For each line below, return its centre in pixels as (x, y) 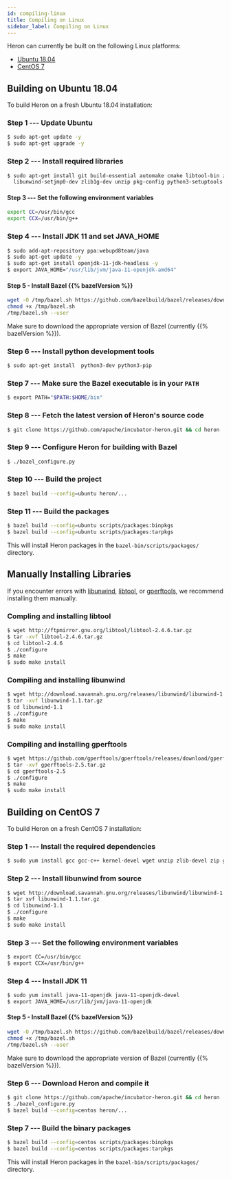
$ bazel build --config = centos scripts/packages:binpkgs (90, 1142)
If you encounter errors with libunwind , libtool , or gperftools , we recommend (115, 591)
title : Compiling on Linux (46, 20)
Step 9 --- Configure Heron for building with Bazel (92, 447)
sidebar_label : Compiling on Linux (58, 26)
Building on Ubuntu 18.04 (63, 88)
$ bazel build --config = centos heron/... (67, 1110)
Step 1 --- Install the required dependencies (81, 846)
